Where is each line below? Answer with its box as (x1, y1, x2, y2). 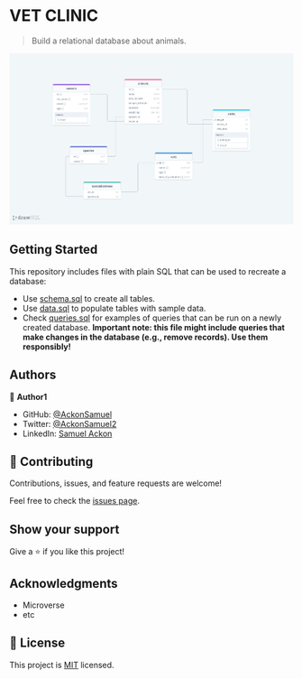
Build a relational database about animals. (31, 35, 187, 46)
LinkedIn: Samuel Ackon (22, 428, 113, 439)
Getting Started (9, 242, 98, 257)
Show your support (9, 521, 120, 537)
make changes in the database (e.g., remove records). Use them (22, 331, 269, 342)
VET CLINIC (9, 5, 99, 26)
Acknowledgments (9, 575, 119, 591)
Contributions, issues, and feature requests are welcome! (9, 478, 223, 488)
